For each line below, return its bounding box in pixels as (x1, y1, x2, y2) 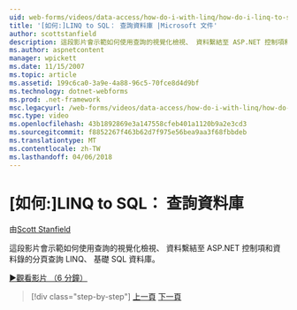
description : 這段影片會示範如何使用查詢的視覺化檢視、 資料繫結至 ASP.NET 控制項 (9, 37, 285, 47)
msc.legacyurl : (9, 103, 65, 112)
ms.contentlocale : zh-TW (9, 144, 101, 153)
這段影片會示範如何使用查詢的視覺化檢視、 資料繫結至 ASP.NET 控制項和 (9, 243, 273, 253)
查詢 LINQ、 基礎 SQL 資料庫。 (47, 253, 161, 265)
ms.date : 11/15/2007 (9, 63, 86, 72)
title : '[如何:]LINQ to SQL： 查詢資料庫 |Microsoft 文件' (9, 21, 218, 30)
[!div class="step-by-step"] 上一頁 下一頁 (30, 291, 182, 302)
